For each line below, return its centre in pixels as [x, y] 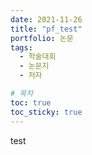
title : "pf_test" [46, 29]
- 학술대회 [38, 57]
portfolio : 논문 [42, 38]
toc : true [31, 102]
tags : [21, 47]
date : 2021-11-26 [46, 19]
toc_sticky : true [46, 112]
